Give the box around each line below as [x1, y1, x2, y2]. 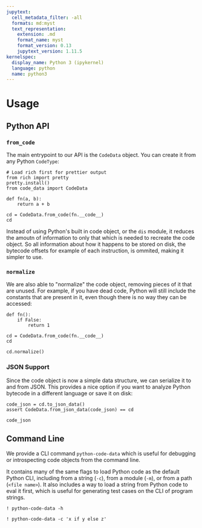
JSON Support [6, 363, 50, 371]
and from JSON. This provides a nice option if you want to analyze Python [6, 383, 191, 391]
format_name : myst [17, 37, 64, 43]
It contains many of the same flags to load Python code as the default [6, 467, 180, 475]
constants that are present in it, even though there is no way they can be [6, 294, 187, 301]
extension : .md [17, 31, 56, 38]
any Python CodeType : [6, 158, 59, 165]
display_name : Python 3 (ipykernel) [11, 59, 104, 65]
